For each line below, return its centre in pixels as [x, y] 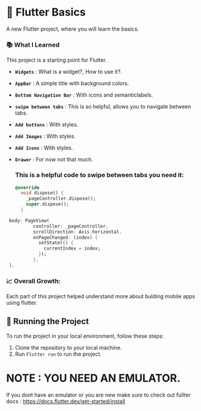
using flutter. [22, 303]
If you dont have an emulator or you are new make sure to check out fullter [98, 395]
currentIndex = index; [72, 248]
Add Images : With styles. [45, 136]
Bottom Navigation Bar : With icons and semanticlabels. [84, 95]
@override [27, 187]
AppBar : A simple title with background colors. [72, 83]
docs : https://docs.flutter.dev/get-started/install [66, 401]
